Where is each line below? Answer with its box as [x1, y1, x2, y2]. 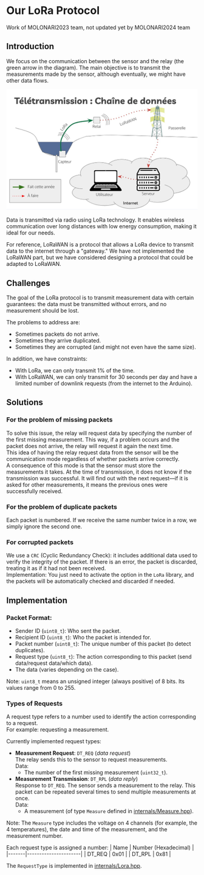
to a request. [6, 720, 38, 727]
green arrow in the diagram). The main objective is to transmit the [6, 64, 170, 71]
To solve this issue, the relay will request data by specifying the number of [6, 429, 192, 437]
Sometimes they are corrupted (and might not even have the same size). [15, 343, 196, 350]
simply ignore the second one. [6, 523, 83, 530]
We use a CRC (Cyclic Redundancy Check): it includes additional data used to [6, 552, 198, 559]
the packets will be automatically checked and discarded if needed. [6, 577, 175, 585]
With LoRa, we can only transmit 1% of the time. [15, 367, 135, 374]
